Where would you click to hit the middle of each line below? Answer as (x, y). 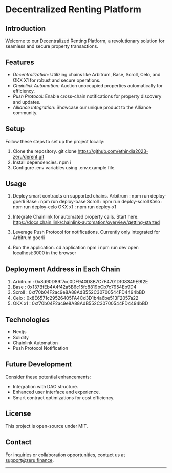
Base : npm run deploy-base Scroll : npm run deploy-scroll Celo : (94, 202)
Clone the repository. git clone (45, 151)
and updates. (27, 102)
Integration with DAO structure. (45, 386)
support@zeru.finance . (30, 460)
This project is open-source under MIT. (47, 426)
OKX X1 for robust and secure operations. (57, 80)
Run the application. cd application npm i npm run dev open (76, 248)
